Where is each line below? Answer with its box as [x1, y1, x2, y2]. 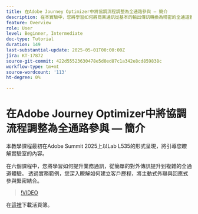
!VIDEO [20, 189, 38, 196]
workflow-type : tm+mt [6, 63, 60, 70]
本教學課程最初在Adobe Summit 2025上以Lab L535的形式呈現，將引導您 [6, 142, 182, 150]
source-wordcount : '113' [6, 69, 67, 75]
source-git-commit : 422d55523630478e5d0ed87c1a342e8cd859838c [6, 58, 162, 64]
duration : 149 [6, 42, 41, 48]
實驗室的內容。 [11, 150, 48, 157]
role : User [6, 25, 33, 31]
